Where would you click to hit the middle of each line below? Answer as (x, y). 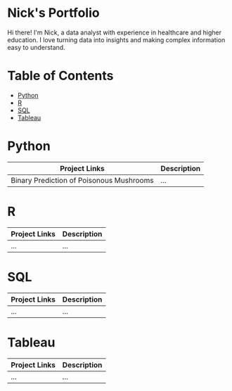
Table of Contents (60, 76)
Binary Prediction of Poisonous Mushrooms (82, 180)
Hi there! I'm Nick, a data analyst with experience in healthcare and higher (115, 32)
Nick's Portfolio (53, 13)
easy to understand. (36, 47)
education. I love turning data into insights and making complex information (116, 39)
